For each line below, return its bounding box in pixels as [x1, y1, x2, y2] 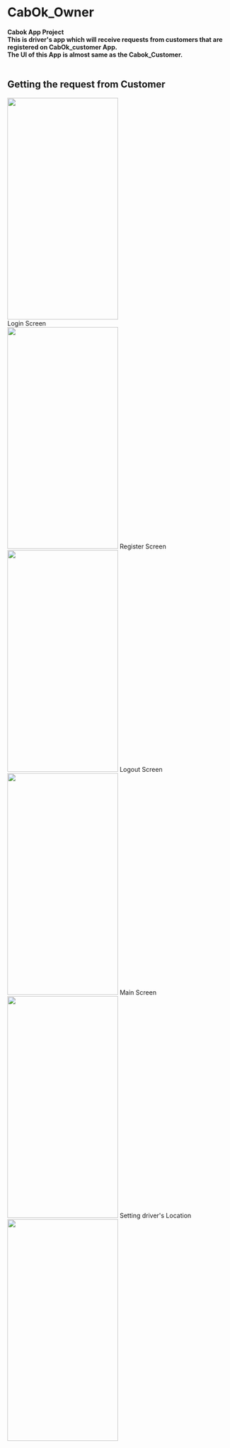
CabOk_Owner [7, 4, 94, 21]
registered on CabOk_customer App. [7, 43, 118, 51]
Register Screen [119, 542, 166, 551]
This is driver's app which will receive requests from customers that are [7, 35, 223, 43]
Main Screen [119, 988, 157, 997]
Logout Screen [119, 765, 163, 773]
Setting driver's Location [119, 1211, 192, 1220]
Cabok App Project [7, 28, 64, 36]
